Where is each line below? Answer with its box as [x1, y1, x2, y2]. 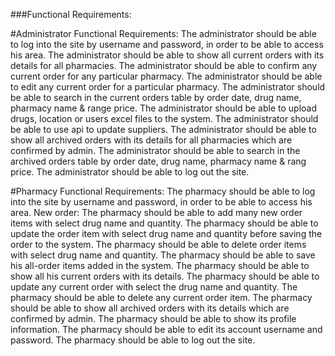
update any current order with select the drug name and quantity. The [10, 281, 298, 293]
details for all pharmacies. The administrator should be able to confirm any [10, 60, 318, 71]
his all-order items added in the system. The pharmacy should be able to [10, 260, 310, 271]
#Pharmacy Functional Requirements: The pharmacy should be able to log [10, 185, 316, 197]
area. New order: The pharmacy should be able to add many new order [10, 207, 303, 218]
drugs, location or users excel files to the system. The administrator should [10, 113, 319, 124]
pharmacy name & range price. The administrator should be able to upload [10, 102, 318, 114]
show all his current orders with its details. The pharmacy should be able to [10, 270, 320, 282]
